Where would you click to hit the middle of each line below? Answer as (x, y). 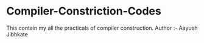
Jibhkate (17, 34)
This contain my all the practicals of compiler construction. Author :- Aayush (102, 28)
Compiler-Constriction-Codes (84, 11)
